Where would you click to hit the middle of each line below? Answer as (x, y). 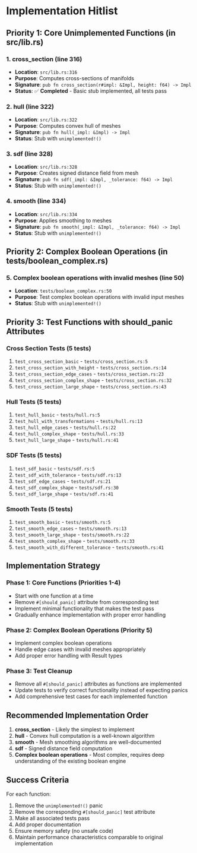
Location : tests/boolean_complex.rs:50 (63, 291)
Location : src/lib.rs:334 (46, 214)
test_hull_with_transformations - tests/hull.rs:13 (79, 421)
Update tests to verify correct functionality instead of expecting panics (101, 690)
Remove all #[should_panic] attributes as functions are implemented (98, 684)
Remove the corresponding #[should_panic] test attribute (85, 811)
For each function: (29, 794)
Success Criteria (38, 780)
